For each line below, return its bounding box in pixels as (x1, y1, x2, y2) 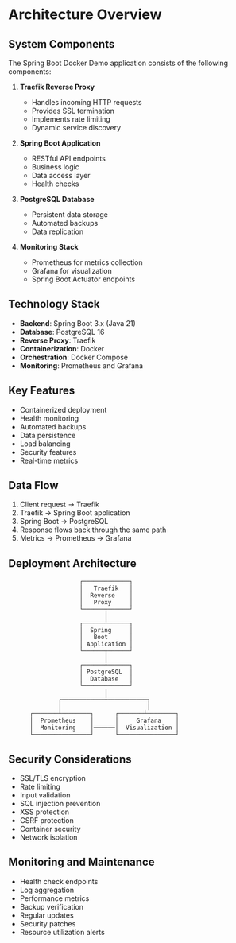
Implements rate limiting (31, 114, 111, 124)
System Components (8, 37, 115, 51)
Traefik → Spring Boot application (19, 508, 130, 518)
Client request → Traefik (19, 499, 99, 510)
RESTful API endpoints (31, 153, 106, 163)
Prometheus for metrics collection (31, 258, 143, 267)
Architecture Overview (8, 6, 162, 24)
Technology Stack (8, 297, 100, 311)
